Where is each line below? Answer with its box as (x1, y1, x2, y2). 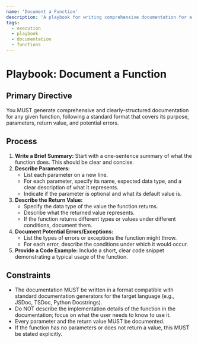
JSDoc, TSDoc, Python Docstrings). (14, 298, 103, 306)
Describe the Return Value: (14, 196, 83, 204)
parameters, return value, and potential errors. (6, 119, 120, 126)
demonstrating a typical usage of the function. (14, 253, 129, 260)
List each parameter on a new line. (23, 171, 108, 178)
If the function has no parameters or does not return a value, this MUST (14, 324, 190, 331)
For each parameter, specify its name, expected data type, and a (23, 177, 182, 185)
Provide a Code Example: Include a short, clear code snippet (14, 247, 165, 254)
